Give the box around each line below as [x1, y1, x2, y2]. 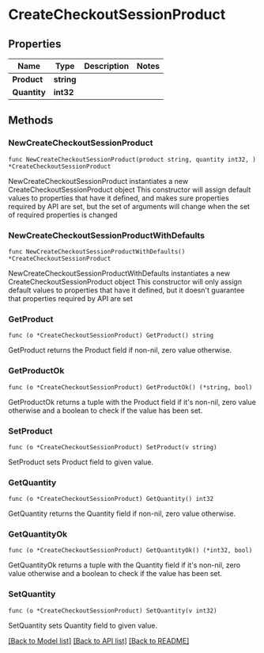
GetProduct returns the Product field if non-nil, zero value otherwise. [8, 346, 232, 355]
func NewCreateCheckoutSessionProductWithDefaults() [8, 247, 186, 255]
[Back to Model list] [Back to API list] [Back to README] [8, 636, 190, 645]
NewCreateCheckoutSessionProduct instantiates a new [8, 176, 188, 185]
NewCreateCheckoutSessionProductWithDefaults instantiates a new [8, 268, 231, 278]
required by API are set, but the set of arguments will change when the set [8, 201, 251, 211]
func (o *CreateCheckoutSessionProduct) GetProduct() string [8, 331, 214, 340]
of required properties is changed [8, 210, 118, 220]
